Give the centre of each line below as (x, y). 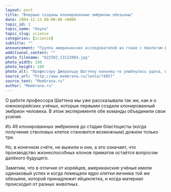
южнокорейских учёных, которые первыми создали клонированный (80, 105)
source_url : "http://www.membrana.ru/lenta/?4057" (60, 76)
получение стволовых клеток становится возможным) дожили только (82, 132)
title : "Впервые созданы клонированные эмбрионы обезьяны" (69, 15)
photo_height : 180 (25, 67)
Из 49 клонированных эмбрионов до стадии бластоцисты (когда (76, 126)
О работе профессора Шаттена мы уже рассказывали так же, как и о (81, 100)
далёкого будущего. (27, 158)
